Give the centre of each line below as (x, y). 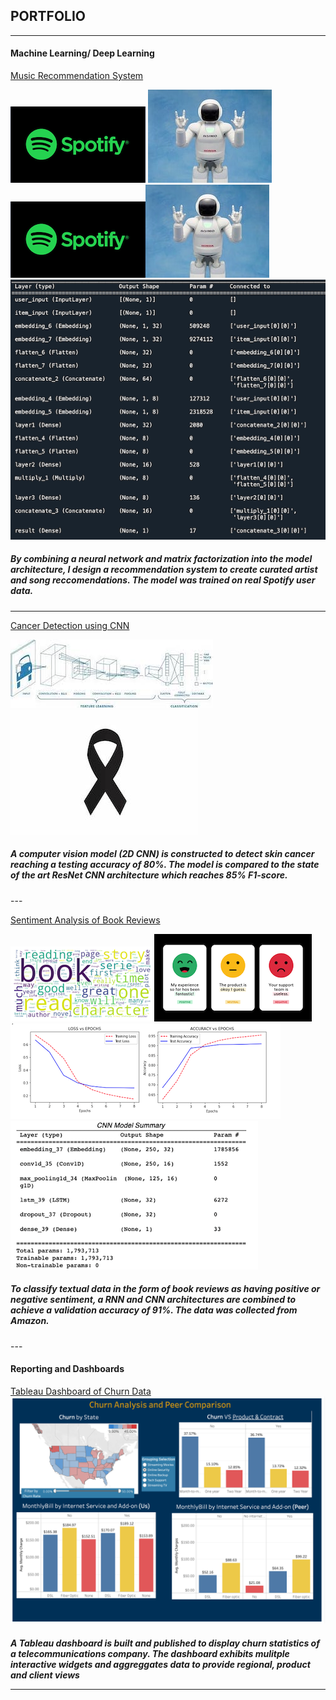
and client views (45, 1675)
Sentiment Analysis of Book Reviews (85, 920)
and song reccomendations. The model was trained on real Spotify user (163, 580)
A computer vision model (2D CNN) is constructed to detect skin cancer (162, 854)
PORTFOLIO (48, 16)
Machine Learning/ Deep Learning (82, 53)
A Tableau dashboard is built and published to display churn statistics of (165, 1643)
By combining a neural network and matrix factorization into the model (161, 559)
